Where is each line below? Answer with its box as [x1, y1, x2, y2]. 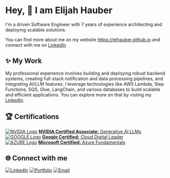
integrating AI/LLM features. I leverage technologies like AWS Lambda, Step [5, 81, 164, 87]
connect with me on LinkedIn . [5, 42, 67, 48]
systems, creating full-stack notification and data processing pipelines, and [5, 76, 163, 82]
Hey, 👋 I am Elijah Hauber [5, 5, 113, 16]
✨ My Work [5, 57, 42, 65]
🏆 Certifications [5, 113, 60, 121]
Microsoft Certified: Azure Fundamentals [38, 139, 126, 145]
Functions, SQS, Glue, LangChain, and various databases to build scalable [5, 86, 161, 92]
